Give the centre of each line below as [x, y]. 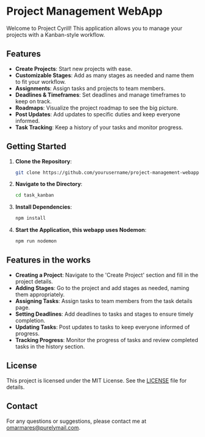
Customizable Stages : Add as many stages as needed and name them [105, 75]
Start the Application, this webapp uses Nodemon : [81, 230]
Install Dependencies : [43, 207]
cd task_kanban [35, 195]
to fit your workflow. [40, 81]
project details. [34, 281]
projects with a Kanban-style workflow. [56, 34]
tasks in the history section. [50, 346]
